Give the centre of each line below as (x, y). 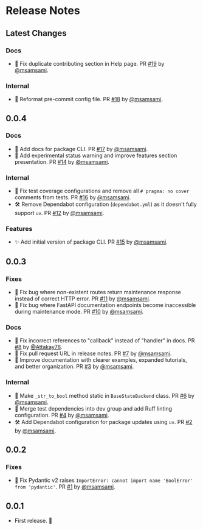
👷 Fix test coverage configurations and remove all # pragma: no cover (102, 191)
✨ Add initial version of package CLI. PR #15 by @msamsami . (91, 242)
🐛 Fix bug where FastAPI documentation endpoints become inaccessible (105, 305)
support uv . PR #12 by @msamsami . (59, 213)
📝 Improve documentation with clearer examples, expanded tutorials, (101, 360)
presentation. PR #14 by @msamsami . (62, 161)
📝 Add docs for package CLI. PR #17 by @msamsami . (81, 149)
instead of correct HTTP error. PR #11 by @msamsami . (82, 299)
